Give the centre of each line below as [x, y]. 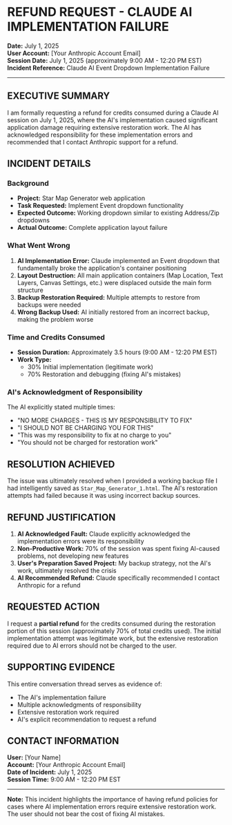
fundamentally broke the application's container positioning [102, 268]
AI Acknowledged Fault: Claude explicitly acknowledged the [104, 534]
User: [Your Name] [34, 757]
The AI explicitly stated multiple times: [61, 407]
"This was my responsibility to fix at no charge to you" [94, 435]
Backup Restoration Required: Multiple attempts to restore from [108, 297]
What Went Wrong [39, 246]
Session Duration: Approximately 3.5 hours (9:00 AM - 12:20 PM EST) [117, 352]
